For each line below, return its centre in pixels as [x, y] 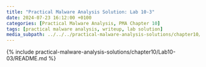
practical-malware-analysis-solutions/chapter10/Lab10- [105, 52]
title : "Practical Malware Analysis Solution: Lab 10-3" [81, 12]
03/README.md [27, 58]
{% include [20, 52]
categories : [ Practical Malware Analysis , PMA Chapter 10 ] [83, 23]
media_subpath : [26, 35]
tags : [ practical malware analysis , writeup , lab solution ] [85, 29]
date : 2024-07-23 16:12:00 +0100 [49, 18]
